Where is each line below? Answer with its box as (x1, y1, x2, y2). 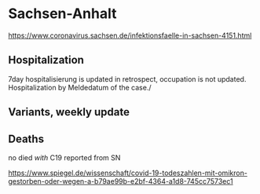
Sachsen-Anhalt (8, 5, 117, 23)
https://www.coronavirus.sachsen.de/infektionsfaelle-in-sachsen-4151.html (8, 31, 252, 40)
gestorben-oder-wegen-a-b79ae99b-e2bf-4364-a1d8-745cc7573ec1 (8, 176, 233, 185)
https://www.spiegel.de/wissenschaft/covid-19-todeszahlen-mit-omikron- (8, 168, 247, 178)
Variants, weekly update (8, 105, 130, 119)
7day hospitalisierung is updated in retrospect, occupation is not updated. (8, 74, 247, 83)
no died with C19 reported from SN (8, 152, 121, 162)
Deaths (8, 132, 45, 145)
